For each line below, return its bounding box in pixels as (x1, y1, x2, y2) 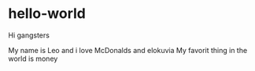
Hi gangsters (8, 30, 50, 40)
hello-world (8, 5, 87, 23)
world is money (8, 54, 58, 63)
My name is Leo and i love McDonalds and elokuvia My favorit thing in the (8, 45, 248, 55)
